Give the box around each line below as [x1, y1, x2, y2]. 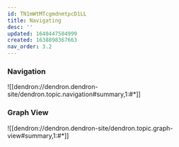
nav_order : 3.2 [7, 43, 52, 50]
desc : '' [7, 23, 33, 30]
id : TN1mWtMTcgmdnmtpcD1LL [7, 10, 87, 18]
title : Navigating [7, 17, 62, 24]
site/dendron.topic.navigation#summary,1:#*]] [7, 90, 142, 99]
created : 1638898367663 [7, 37, 78, 44]
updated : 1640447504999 [7, 30, 78, 37]
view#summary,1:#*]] [7, 131, 69, 140]
